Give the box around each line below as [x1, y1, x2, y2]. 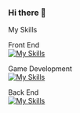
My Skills [8, 25, 38, 35]
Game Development [8, 64, 73, 73]
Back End [8, 88, 39, 97]
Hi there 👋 [8, 7, 47, 18]
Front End [8, 40, 40, 50]
